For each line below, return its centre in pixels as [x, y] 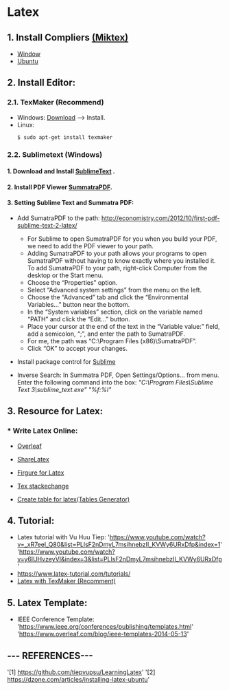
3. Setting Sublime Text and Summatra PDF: [71, 203]
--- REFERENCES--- [50, 655]
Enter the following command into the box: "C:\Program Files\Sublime [115, 382]
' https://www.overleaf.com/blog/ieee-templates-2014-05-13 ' [103, 634]
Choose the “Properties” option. [72, 282]
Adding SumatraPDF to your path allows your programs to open [117, 253]
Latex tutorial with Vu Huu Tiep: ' [63, 537]
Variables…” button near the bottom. [79, 304]
